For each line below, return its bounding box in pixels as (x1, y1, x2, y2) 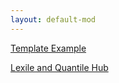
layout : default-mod (10, 14, 97, 25)
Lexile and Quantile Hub (10, 61, 109, 73)
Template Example (10, 42, 87, 54)
